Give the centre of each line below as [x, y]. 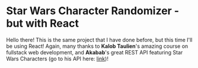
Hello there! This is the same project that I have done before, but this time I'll [99, 40]
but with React [42, 23]
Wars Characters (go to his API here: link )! [57, 59]
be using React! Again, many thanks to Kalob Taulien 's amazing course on [97, 46]
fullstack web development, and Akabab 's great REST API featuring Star [95, 52]
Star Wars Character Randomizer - [93, 11]
